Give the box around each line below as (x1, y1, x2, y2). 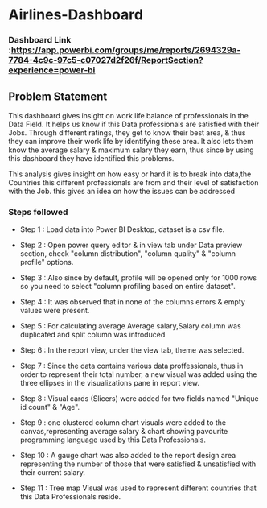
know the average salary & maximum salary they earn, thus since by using (8, 145, 255, 155)
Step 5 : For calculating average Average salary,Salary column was (19, 321, 241, 331)
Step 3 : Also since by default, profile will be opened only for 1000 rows (19, 273, 257, 283)
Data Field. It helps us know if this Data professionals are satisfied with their (8, 119, 260, 129)
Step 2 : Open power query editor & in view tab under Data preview (19, 240, 243, 250)
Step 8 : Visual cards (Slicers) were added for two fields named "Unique (19, 394, 259, 403)
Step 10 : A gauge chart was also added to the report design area (19, 451, 236, 461)
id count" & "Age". (19, 403, 80, 412)
